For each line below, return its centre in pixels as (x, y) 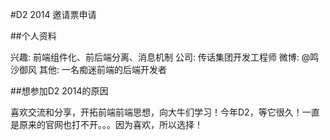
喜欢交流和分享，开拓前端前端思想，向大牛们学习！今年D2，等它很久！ (156, 112)
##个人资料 (33, 36)
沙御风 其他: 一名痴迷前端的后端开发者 (88, 69)
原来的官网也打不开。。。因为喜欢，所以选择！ (110, 124)
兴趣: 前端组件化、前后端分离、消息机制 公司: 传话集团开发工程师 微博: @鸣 (165, 57)
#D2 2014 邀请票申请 (53, 14)
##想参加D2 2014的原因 (59, 91)
